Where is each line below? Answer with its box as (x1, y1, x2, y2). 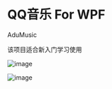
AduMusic (7, 30, 38, 39)
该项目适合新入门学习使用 (7, 45, 82, 53)
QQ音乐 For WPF (7, 6, 106, 23)
